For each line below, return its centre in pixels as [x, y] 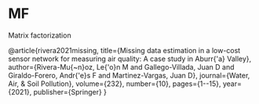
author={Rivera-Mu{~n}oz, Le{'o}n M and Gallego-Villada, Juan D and [121, 66]
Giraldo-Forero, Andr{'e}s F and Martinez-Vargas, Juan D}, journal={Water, [129, 75]
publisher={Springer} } [70, 91]
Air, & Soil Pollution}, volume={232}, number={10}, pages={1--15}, [115, 84]
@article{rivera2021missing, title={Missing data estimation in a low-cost [124, 50]
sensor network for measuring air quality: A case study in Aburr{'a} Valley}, [130, 59]
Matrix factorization [40, 35]
